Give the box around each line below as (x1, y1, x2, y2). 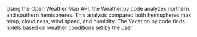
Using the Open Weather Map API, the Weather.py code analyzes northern (6, 5, 189, 12)
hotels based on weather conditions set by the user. (6, 24, 134, 31)
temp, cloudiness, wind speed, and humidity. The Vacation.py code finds (6, 18, 185, 24)
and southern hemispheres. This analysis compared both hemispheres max (6, 11, 192, 18)
